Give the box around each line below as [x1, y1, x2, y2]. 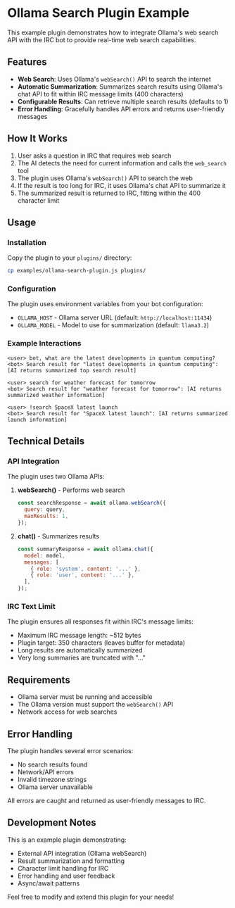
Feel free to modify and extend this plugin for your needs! [7, 893, 174, 901]
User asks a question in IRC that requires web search [17, 151, 172, 160]
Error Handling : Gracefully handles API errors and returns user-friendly [17, 104, 225, 113]
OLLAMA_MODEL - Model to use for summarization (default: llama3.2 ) [17, 321, 210, 329]
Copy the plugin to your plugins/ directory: [7, 253, 132, 262]
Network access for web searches [17, 707, 118, 716]
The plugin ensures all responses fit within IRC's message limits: [7, 617, 193, 626]
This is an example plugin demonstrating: [7, 836, 127, 844]
